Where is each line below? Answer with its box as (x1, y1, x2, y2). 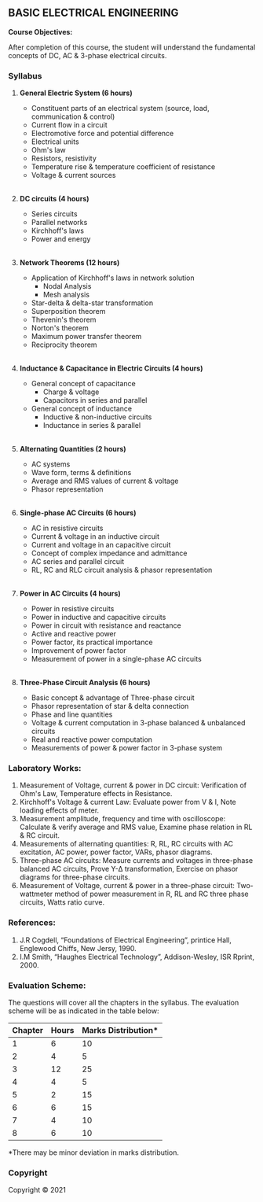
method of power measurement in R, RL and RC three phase (54, 889, 249, 899)
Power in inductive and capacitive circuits (31, 613, 166, 622)
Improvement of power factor (31, 646, 127, 655)
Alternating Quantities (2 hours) (19, 444, 127, 454)
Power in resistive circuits (31, 604, 115, 614)
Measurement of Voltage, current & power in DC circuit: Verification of (19, 780, 247, 790)
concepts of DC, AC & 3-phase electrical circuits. (8, 50, 167, 60)
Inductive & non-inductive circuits (42, 412, 152, 422)
